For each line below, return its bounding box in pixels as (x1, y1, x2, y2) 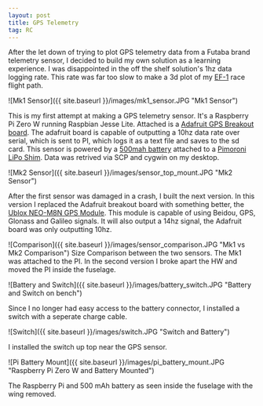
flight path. (8, 81, 43, 90)
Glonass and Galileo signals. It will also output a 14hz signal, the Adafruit (8, 216, 242, 226)
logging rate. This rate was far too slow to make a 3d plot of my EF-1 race (8, 72, 246, 82)
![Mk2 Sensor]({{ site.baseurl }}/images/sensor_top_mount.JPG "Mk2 (8, 168, 233, 177)
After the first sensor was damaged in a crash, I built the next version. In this (8, 191, 255, 201)
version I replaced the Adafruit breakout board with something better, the (8, 200, 245, 209)
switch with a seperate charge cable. (8, 312, 128, 321)
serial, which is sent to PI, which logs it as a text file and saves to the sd (8, 136, 239, 146)
